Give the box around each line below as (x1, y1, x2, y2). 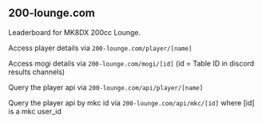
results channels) (8, 67, 65, 77)
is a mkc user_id (8, 106, 62, 116)
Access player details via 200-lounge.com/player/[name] (8, 43, 193, 53)
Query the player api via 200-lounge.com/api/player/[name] (8, 82, 204, 92)
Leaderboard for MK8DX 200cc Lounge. (8, 27, 141, 37)
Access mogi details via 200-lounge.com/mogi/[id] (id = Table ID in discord (8, 58, 255, 68)
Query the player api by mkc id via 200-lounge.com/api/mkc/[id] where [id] (8, 97, 255, 107)
